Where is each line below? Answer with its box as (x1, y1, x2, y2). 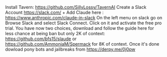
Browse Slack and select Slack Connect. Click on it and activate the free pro (5, 20, 162, 26)
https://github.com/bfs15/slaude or (5, 36, 77, 42)
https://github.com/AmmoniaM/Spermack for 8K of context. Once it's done (5, 41, 159, 47)
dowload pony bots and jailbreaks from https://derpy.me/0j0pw (5, 47, 135, 52)
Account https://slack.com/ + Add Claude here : (5, 9, 104, 15)
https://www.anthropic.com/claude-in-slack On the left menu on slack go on (5, 15, 162, 20)
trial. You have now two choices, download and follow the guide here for (5, 25, 154, 31)
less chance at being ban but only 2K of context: (5, 31, 105, 36)
